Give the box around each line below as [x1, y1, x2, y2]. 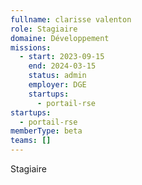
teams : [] [10, 136, 52, 146]
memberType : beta [10, 126, 83, 136]
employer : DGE [28, 80, 87, 90]
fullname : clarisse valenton [10, 14, 132, 25]
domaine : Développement [10, 33, 110, 43]
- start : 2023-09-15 [19, 52, 105, 62]
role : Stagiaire [10, 24, 78, 34]
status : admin [28, 71, 87, 81]
